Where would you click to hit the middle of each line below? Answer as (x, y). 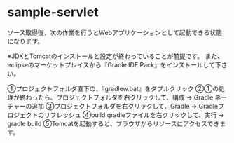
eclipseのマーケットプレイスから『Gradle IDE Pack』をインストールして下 (115, 64)
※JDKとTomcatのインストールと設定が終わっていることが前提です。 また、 (116, 56)
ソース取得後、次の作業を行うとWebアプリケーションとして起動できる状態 (115, 32)
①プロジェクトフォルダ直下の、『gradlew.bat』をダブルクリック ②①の (113, 88)
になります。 (26, 41)
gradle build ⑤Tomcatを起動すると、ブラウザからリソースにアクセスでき (113, 123)
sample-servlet (53, 12)
